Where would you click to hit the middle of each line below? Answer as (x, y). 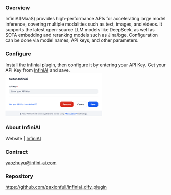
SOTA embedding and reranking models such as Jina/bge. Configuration (82, 35)
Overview (18, 8)
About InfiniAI (23, 128)
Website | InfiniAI (23, 138)
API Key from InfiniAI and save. (38, 70)
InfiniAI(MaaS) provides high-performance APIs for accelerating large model (86, 19)
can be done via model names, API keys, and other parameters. (72, 40)
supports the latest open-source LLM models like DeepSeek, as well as (80, 30)
